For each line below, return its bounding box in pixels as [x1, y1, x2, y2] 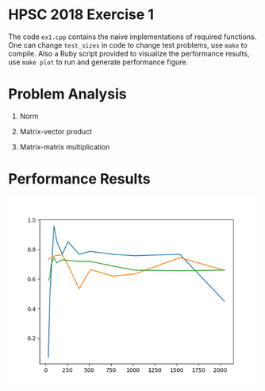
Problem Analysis [8, 85, 127, 103]
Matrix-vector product [19, 126, 93, 136]
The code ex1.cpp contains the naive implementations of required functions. [8, 32, 257, 41]
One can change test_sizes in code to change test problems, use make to [8, 40, 248, 49]
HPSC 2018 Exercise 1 [8, 6, 155, 24]
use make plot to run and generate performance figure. [8, 57, 189, 67]
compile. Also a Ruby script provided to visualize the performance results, [8, 48, 250, 58]
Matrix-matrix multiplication [19, 141, 110, 152]
